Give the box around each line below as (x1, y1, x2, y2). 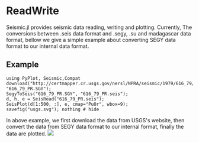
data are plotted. (6, 130, 47, 137)
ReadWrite (6, 4, 59, 18)
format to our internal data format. (6, 43, 89, 50)
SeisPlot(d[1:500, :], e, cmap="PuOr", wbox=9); (6, 101, 129, 107)
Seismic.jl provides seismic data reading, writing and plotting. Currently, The (6, 24, 192, 31)
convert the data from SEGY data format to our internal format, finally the (6, 123, 184, 130)
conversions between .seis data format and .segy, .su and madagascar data (6, 30, 191, 37)
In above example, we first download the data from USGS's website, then (6, 116, 185, 123)
